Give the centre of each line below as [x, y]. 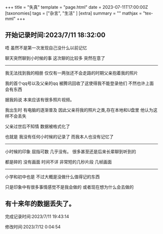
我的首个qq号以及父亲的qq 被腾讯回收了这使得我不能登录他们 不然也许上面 [80, 83]
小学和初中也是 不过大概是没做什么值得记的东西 [52, 177]
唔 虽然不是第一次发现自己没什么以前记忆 [46, 48]
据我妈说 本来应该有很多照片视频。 [40, 100]
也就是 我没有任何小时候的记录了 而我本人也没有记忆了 [59, 136]
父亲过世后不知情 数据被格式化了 [38, 126]
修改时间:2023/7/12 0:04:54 [33, 227]
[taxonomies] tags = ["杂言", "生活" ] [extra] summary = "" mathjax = [73, 13]
